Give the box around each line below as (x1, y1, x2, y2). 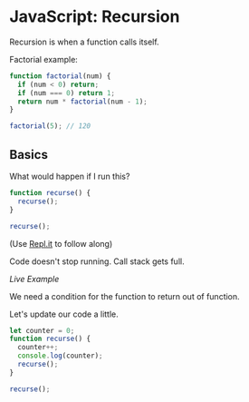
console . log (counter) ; (17, 351, 103, 360)
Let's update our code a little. (9, 309, 120, 319)
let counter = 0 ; (9, 326, 75, 335)
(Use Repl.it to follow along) (9, 238, 113, 249)
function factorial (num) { (9, 71, 111, 81)
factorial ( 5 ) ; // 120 (9, 122, 91, 131)
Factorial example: (9, 54, 79, 64)
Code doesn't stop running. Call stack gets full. (9, 256, 185, 267)
